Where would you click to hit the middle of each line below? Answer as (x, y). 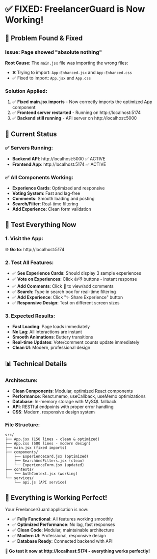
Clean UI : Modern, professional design (51, 348)
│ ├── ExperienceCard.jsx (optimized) (47, 457)
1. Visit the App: (24, 239)
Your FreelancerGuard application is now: (47, 510)
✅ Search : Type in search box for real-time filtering (64, 292)
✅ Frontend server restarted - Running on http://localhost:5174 (77, 112)
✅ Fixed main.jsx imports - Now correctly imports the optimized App (82, 102)
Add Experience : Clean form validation (52, 209)
